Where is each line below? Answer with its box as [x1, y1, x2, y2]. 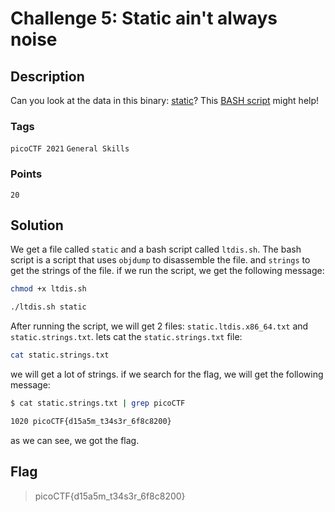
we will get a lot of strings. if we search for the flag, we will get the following [10, 368, 324, 381]
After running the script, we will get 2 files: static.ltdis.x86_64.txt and [10, 320, 309, 332]
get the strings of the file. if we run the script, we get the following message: [10, 265, 325, 277]
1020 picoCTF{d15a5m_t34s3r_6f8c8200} [10, 416, 172, 426]
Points [10, 167, 43, 181]
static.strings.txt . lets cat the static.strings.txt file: [10, 331, 243, 343]
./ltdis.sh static [10, 302, 87, 312]
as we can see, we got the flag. [10, 434, 140, 446]
